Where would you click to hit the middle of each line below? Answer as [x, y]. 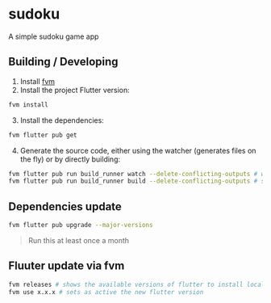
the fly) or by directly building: [70, 159]
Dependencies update [65, 206]
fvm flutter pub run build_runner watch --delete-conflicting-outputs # [133, 174]
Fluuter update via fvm [67, 266]
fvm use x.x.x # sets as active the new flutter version [106, 292]
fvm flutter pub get [43, 135]
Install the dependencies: [62, 120]
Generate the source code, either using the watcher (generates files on [138, 150]
